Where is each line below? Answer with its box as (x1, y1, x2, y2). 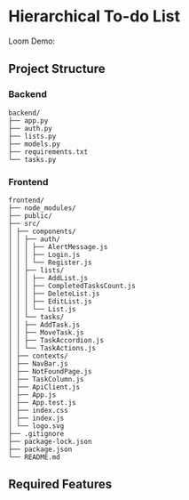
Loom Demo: (8, 36, 55, 46)
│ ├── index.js (8, 414, 65, 423)
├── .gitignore (8, 429, 65, 438)
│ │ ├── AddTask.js (8, 320, 81, 329)
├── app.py (8, 116, 49, 125)
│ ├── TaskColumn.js (8, 375, 85, 383)
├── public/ (8, 211, 52, 220)
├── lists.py (8, 132, 57, 141)
